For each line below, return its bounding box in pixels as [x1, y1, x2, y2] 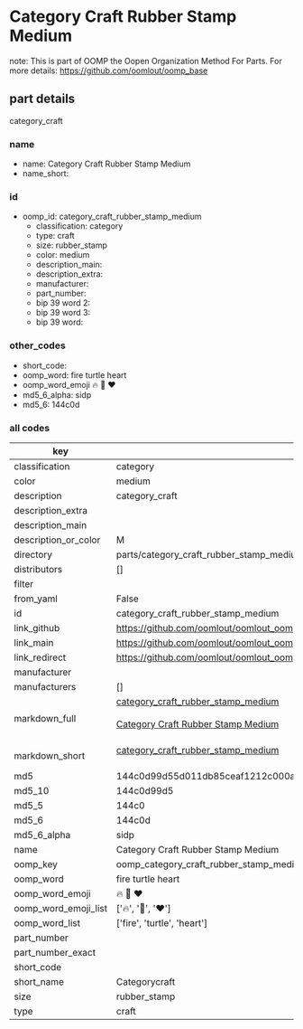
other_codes [9, 339, 66, 352]
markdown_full [14, 712, 77, 724]
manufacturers [14, 680, 77, 693]
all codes [9, 421, 50, 434]
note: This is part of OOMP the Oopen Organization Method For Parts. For [9, 55, 282, 66]
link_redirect [14, 651, 67, 664]
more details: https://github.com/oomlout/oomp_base [9, 65, 208, 76]
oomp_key [14, 857, 59, 870]
